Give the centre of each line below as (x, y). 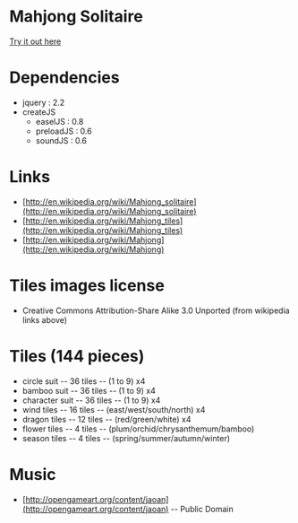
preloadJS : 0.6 (64, 131)
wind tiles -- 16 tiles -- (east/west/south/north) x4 (114, 409)
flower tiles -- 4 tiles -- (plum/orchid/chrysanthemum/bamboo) (138, 429)
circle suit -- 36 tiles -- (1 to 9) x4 (84, 381)
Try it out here (35, 41)
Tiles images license (87, 285)
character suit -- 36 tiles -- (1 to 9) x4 (91, 400)
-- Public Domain (202, 509)
